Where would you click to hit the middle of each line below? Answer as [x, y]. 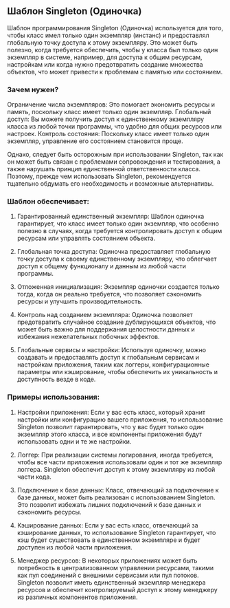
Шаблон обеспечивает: [48, 202]
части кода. [34, 477]
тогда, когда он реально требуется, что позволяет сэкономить [109, 294]
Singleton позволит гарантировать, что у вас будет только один [110, 426]
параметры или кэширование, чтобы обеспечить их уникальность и [117, 372]
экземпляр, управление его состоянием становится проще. [95, 141]
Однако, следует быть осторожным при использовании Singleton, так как [115, 155]
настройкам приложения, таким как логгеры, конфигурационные [113, 365]
